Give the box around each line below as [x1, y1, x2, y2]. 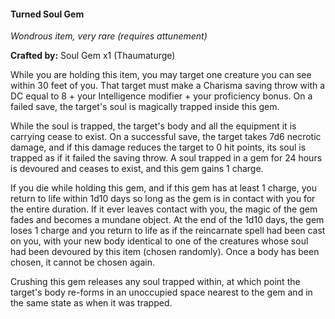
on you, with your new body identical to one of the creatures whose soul [10, 235, 309, 247]
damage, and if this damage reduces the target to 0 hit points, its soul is [10, 141, 307, 154]
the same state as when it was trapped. [10, 297, 173, 309]
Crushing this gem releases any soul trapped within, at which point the [10, 276, 301, 288]
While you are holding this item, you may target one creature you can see [10, 69, 312, 81]
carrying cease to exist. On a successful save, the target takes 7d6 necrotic [10, 131, 322, 143]
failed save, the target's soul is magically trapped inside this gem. [10, 101, 280, 113]
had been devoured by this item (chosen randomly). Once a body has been [10, 246, 320, 258]
